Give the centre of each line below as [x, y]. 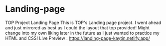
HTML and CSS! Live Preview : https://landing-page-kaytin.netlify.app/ [78, 38]
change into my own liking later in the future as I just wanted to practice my [82, 33]
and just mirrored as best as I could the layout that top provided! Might [77, 27]
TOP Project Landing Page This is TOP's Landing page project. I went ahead [83, 23]
